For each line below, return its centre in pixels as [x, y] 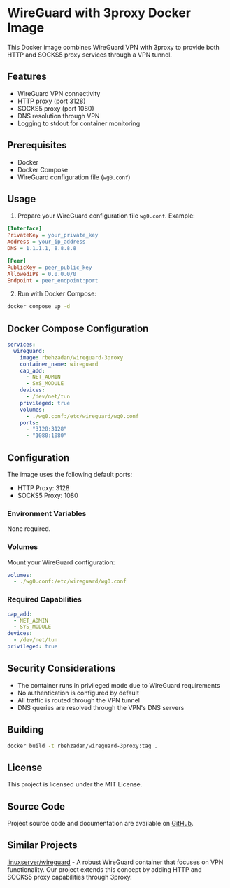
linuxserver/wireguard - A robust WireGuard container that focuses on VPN [115, 862]
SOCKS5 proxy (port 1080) [56, 108]
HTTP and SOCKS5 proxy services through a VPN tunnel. [90, 55]
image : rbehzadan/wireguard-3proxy [72, 358]
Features [27, 77]
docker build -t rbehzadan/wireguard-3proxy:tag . [82, 746]
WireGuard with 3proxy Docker [99, 13]
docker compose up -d [39, 307]
